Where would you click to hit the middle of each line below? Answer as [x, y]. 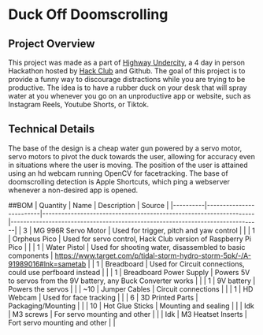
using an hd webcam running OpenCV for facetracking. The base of [118, 173]
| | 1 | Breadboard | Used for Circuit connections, [167, 264]
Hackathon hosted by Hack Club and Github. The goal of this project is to [127, 71]
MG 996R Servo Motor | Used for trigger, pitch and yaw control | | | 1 [144, 230]
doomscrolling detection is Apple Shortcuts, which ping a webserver [119, 181]
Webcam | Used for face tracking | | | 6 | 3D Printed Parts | [103, 297]
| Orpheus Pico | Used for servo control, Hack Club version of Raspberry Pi [130, 239]
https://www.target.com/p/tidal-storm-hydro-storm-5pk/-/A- [153, 255]
